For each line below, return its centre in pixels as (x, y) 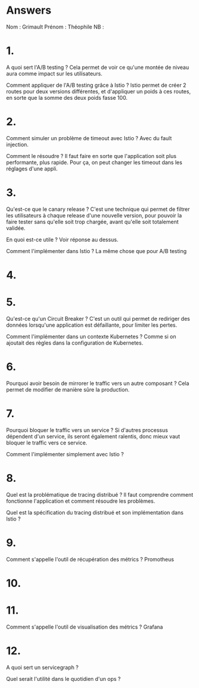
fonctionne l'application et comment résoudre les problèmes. (81, 501)
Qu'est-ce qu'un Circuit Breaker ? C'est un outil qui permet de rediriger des (98, 318)
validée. (16, 228)
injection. (17, 144)
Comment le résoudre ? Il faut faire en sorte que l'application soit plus (91, 156)
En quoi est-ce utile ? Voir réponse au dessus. (62, 239)
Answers (29, 10)
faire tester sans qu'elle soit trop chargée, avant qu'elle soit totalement (93, 222)
